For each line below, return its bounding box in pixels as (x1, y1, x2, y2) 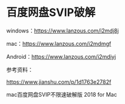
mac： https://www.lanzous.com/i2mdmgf (6, 40, 112, 47)
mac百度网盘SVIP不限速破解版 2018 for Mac (6, 91, 117, 98)
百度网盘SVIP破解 (6, 6, 96, 20)
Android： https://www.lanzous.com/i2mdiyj (6, 53, 116, 60)
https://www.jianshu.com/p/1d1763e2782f (6, 78, 112, 86)
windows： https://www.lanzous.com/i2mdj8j (6, 27, 119, 34)
